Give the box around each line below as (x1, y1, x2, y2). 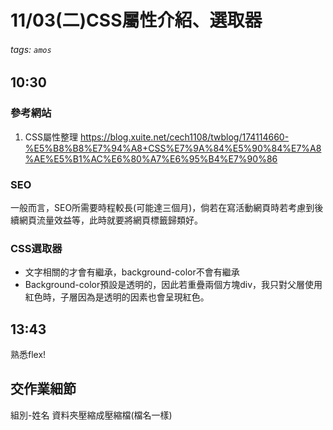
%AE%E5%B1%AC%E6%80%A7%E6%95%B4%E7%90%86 (24, 152, 278, 165)
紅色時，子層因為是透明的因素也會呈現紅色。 (24, 291, 210, 303)
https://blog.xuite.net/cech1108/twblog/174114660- (79, 131, 290, 143)
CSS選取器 (10, 241, 63, 255)
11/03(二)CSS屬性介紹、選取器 (10, 9, 263, 32)
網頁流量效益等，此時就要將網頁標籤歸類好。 (18, 214, 203, 226)
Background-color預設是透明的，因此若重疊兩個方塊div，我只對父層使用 (24, 279, 323, 291)
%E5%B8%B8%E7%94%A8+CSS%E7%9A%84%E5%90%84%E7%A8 (24, 142, 322, 154)
